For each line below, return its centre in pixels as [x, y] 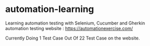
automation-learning [50, 9]
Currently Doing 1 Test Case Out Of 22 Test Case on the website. [73, 38]
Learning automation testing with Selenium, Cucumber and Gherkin [75, 23]
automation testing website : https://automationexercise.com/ [69, 28]
